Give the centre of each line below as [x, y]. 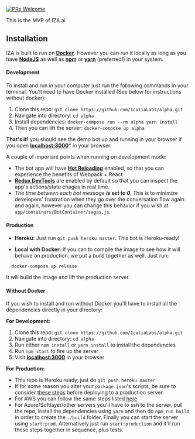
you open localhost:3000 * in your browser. [59, 146]
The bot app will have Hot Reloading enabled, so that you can [89, 168]
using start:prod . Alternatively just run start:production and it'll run [97, 424]
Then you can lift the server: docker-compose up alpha [79, 128]
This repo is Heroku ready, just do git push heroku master [85, 380]
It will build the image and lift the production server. [68, 277]
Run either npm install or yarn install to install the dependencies [95, 345]
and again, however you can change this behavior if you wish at [91, 205]
